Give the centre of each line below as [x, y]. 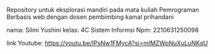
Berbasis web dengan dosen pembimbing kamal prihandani [90, 17]
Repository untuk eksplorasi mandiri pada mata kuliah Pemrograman [103, 10]
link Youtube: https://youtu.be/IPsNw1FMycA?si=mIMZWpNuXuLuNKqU [107, 43]
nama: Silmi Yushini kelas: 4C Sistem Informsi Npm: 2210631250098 [103, 30]
